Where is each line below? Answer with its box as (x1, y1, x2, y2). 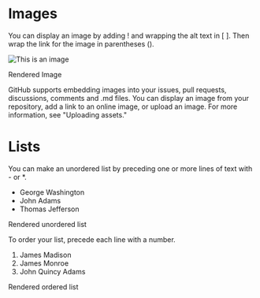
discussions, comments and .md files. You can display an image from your (8, 93, 250, 102)
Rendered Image (8, 69, 62, 79)
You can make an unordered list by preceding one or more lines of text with (8, 163, 253, 173)
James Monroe (19, 258, 69, 268)
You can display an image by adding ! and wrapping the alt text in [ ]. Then (8, 31, 250, 40)
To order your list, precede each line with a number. (8, 234, 176, 244)
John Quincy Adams (19, 266, 86, 276)
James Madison (19, 250, 72, 259)
